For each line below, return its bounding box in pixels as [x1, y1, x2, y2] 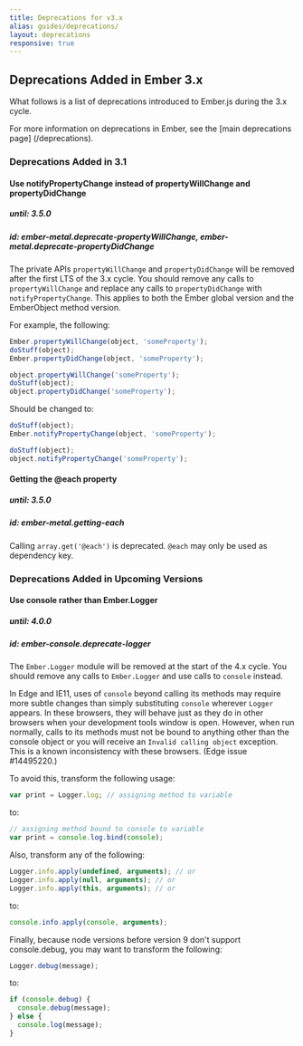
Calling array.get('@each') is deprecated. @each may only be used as [9, 540, 268, 551]
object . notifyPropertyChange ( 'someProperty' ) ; [9, 454, 188, 463]
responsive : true [9, 38, 75, 48]
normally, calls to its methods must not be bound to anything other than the [9, 726, 289, 738]
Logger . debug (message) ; [9, 961, 99, 970]
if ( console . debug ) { [9, 995, 91, 1004]
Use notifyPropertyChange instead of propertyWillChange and [9, 178, 251, 188]
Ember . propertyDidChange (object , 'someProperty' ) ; [9, 354, 204, 363]
